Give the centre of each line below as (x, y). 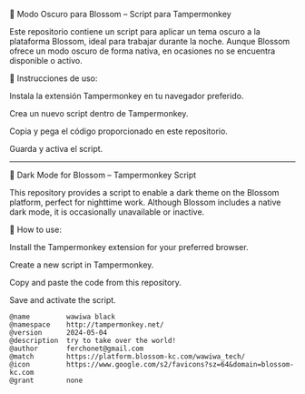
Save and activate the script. (63, 300)
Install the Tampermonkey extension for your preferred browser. (129, 247)
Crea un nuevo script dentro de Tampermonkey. (99, 113)
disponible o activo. (46, 61)
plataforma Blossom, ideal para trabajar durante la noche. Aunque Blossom (150, 41)
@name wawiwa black (63, 317)
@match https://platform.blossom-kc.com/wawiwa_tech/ (128, 357)
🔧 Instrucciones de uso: (54, 78)
